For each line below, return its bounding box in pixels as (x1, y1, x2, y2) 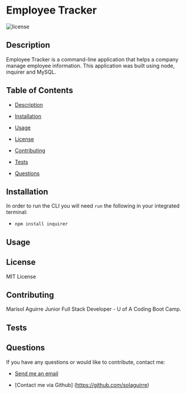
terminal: (6, 209, 28, 216)
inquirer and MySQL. (6, 68, 57, 75)
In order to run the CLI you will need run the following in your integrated (6, 202, 180, 209)
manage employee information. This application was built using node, (6, 62, 175, 69)
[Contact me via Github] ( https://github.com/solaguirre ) (14, 381, 149, 388)
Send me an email (14, 370, 59, 377)
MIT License (6, 272, 37, 280)
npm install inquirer (14, 221, 68, 227)
